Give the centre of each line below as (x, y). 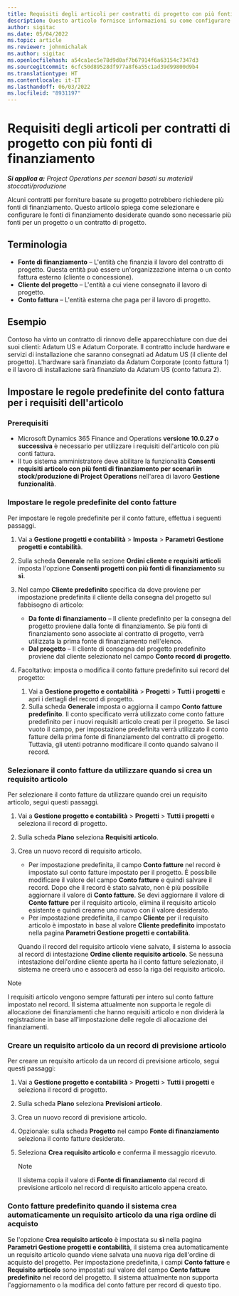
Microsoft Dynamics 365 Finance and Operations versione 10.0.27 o (118, 439)
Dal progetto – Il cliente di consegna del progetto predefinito (117, 649)
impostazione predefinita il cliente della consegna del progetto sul (114, 597)
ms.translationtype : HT (43, 73)
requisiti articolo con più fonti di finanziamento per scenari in (110, 469)
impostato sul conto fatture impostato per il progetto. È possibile (122, 872)
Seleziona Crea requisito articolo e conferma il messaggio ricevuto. (117, 1152)
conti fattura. (36, 454)
